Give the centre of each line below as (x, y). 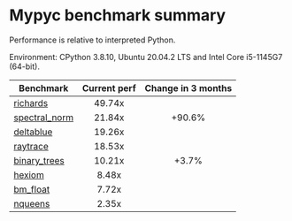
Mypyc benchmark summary (118, 15)
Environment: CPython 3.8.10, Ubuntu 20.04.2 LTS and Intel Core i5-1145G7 (146, 57)
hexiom (29, 175)
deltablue (33, 132)
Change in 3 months (188, 88)
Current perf (110, 88)
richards (31, 103)
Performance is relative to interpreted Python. (92, 40)
